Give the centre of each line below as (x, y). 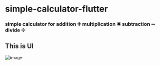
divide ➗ (15, 30)
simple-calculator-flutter (57, 9)
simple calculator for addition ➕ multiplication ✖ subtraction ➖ (80, 24)
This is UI (20, 46)
